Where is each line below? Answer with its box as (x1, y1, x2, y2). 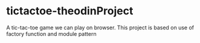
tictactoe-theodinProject (6, 4, 134, 18)
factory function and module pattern (6, 30, 97, 37)
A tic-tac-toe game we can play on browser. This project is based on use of (6, 24, 195, 31)
